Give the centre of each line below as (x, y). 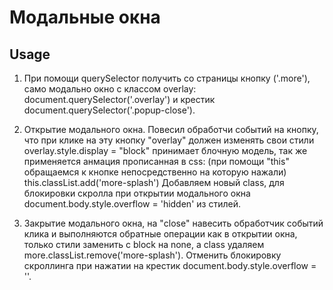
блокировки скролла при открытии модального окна (137, 193)
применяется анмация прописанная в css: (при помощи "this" (156, 161)
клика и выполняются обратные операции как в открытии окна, (160, 234)
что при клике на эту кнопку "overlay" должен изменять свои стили (169, 140)
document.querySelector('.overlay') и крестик (119, 99)
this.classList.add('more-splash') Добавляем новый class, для (154, 182)
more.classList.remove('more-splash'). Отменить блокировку (152, 255)
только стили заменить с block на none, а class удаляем (144, 244)
